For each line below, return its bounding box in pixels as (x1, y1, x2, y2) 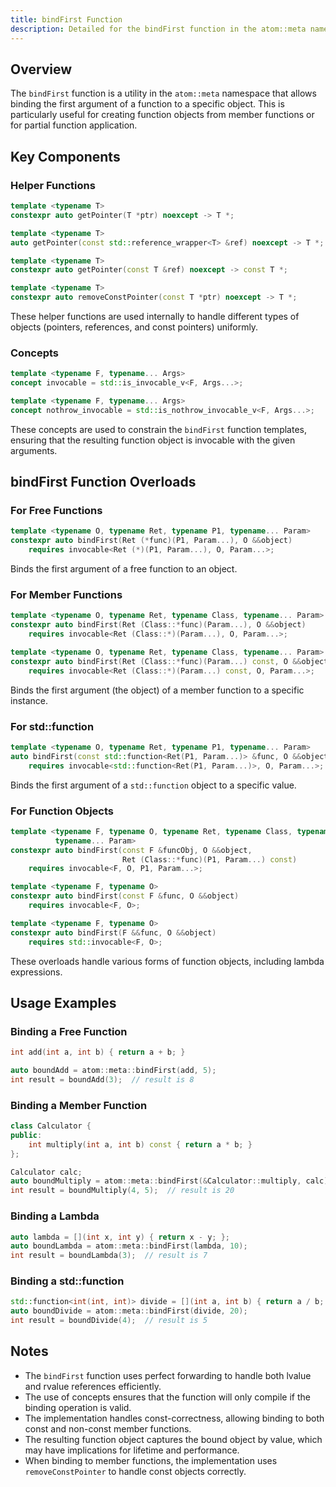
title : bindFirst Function (10, 14, 123, 25)
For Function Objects (10, 804, 115, 818)
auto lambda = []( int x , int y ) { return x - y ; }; (10, 1232, 231, 1242)
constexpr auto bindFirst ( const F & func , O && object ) (10, 891, 240, 901)
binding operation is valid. (24, 1401, 132, 1413)
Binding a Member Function (10, 1098, 148, 1112)
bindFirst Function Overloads (10, 474, 197, 491)
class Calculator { (10, 1121, 92, 1131)
